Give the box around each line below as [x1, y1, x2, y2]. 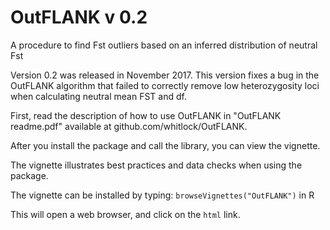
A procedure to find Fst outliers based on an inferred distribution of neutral [10, 39, 318, 51]
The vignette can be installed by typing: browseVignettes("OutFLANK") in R [10, 189, 315, 201]
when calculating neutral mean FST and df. [10, 90, 187, 102]
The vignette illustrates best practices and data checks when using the [10, 159, 303, 171]
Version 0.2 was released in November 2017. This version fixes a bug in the [10, 69, 320, 81]
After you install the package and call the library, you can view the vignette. [10, 139, 321, 151]
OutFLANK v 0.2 [10, 6, 148, 29]
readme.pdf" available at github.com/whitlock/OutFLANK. [10, 120, 248, 132]
